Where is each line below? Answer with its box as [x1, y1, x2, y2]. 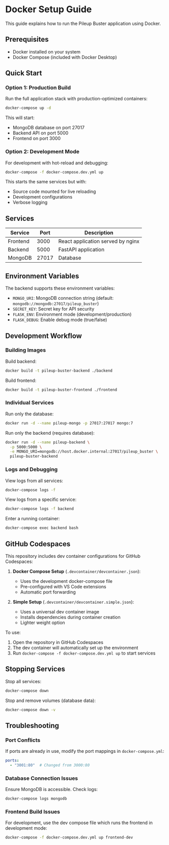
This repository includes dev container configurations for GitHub [5, 553, 141, 559]
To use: [5, 629, 21, 635]
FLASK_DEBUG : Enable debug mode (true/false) [12, 317, 107, 323]
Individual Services [5, 399, 54, 406]
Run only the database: [5, 411, 54, 417]
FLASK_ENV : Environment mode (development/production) [12, 312, 132, 318]
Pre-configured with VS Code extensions [20, 583, 106, 589]
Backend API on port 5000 [12, 130, 69, 136]
